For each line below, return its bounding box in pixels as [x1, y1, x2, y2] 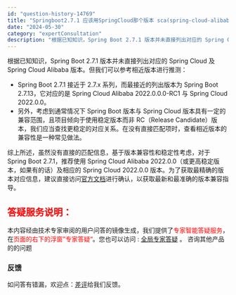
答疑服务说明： [7, 206, 72, 218]
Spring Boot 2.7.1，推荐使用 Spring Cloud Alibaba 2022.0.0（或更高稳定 [7, 157, 214, 165]
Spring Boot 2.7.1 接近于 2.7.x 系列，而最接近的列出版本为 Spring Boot [17, 80, 219, 89]
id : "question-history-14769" [7, 10, 96, 18]
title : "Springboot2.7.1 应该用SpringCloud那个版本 [7, 17, 155, 24]
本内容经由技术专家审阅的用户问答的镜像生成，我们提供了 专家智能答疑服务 [7, 226, 223, 234]
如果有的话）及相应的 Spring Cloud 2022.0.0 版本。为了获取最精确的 [19, 166, 218, 175]
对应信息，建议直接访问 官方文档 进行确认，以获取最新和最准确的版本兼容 [13, 175, 223, 183]
